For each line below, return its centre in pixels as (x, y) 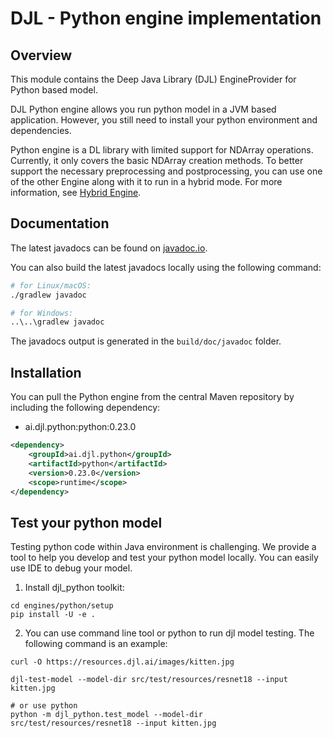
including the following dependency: (85, 408)
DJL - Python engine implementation (166, 18)
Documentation (60, 223)
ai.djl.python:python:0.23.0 (80, 427)
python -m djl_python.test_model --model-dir (106, 715)
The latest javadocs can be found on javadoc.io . (109, 248)
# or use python (44, 706)
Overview (41, 55)
